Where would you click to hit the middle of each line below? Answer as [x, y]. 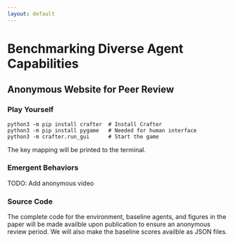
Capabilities [43, 63]
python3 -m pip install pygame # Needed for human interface [102, 130]
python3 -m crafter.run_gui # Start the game [83, 137]
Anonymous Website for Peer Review [91, 90]
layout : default [31, 14]
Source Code [30, 201]
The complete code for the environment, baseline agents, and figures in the [117, 217]
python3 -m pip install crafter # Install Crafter [85, 124]
